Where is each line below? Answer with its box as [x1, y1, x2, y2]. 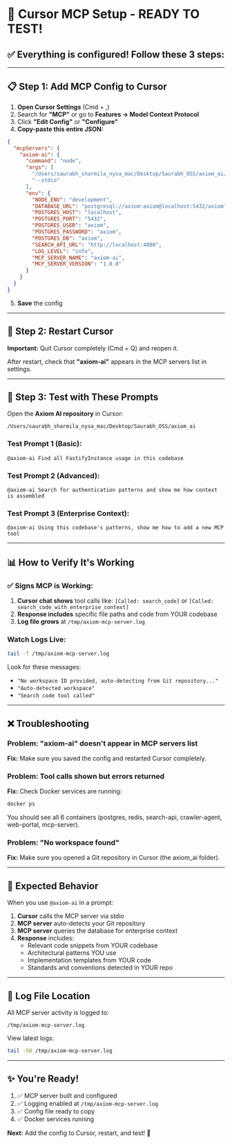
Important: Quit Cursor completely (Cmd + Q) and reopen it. [7, 344, 179, 352]
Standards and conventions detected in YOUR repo [27, 963, 173, 972]
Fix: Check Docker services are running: [7, 787, 122, 795]
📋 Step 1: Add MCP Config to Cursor [7, 81, 168, 93]
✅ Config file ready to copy [17, 1107, 95, 1115]
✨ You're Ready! [7, 1073, 79, 1085]
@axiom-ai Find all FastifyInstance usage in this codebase [7, 455, 184, 461]
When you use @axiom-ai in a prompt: [7, 899, 114, 907]
